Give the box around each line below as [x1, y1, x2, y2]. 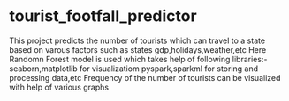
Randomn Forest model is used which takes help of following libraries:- [9, 54, 268, 64]
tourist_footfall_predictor [9, 6, 197, 26]
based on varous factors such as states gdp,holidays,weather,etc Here [9, 44, 267, 54]
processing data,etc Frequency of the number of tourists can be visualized [9, 72, 281, 83]
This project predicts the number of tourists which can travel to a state [9, 35, 266, 46]
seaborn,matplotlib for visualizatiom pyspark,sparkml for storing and [9, 63, 259, 74]
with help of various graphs [9, 82, 109, 92]
